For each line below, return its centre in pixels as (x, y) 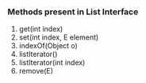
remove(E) (36, 71)
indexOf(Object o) (48, 46)
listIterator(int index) (52, 62)
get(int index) (41, 29)
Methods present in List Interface (73, 12)
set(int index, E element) (59, 37)
